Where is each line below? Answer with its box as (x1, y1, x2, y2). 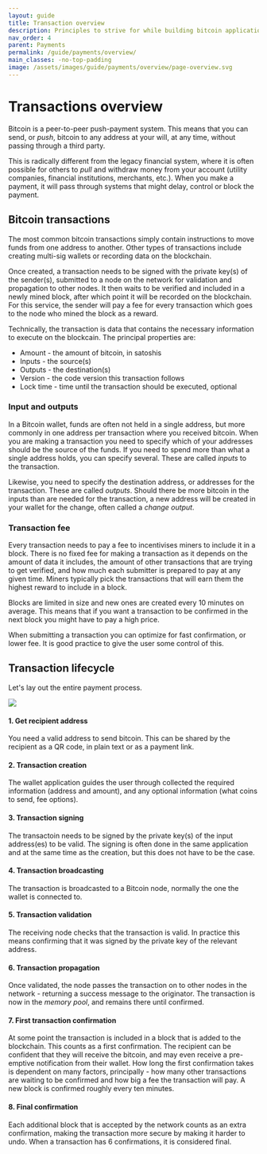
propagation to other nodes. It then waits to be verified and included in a (8, 283, 245, 292)
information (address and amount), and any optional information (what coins (8, 786, 258, 796)
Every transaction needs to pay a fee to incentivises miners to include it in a (8, 540, 256, 550)
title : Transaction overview (8, 19, 105, 27)
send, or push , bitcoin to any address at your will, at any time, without (8, 132, 236, 141)
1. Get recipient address (8, 716, 88, 726)
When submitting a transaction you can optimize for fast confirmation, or (8, 630, 246, 640)
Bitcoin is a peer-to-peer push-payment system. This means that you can (8, 124, 249, 134)
